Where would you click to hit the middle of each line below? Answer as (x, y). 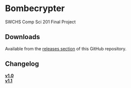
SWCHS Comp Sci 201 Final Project (41, 22)
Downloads (23, 37)
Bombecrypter (35, 8)
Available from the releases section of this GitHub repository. (66, 48)
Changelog (22, 64)
